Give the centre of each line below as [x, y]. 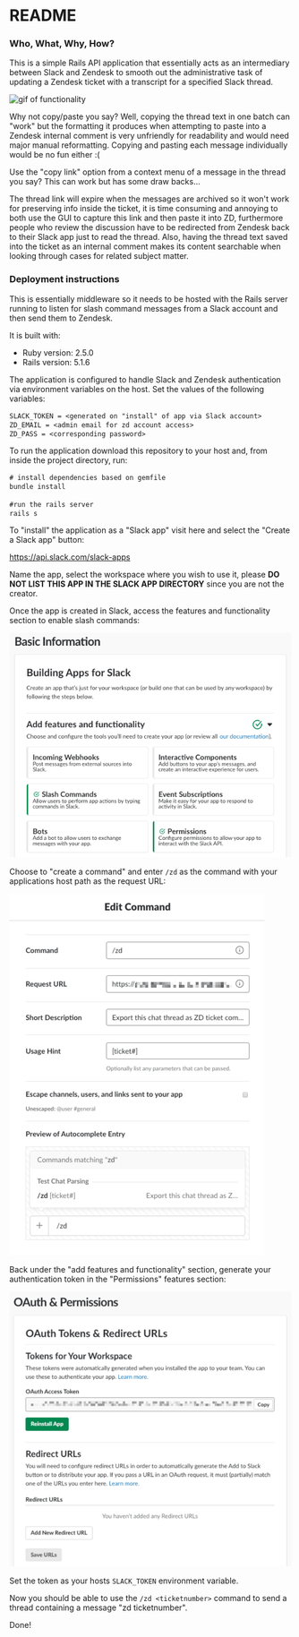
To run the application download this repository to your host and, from [139, 450]
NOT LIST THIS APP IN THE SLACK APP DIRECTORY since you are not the [147, 584]
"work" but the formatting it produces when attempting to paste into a [138, 126]
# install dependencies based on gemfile [88, 477]
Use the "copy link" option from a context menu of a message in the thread [148, 172]
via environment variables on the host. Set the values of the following [137, 389]
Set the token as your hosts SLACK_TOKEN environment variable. [124, 1581]
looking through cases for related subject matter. [99, 256]
